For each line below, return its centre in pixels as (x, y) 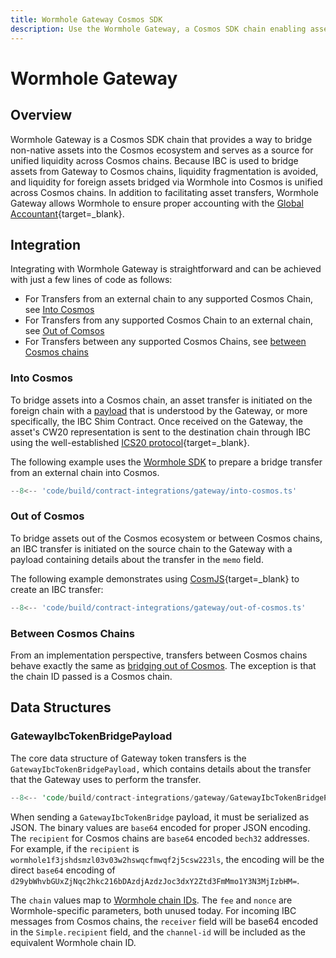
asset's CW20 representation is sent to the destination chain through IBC (160, 432)
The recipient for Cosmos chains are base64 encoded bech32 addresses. (160, 838)
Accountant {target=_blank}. (67, 213)
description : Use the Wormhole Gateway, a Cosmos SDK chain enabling (158, 29)
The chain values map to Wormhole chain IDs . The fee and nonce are (151, 900)
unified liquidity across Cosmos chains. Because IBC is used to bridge (154, 160)
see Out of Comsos (64, 331)
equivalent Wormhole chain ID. (73, 942)
